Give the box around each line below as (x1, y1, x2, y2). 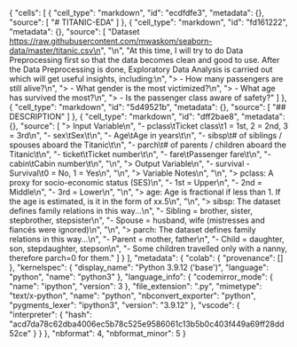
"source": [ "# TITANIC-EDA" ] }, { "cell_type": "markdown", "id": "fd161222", (9, 17, 288, 28)
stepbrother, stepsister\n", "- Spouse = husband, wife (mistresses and (9, 215, 266, 225)
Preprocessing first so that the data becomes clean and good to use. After (9, 55, 280, 65)
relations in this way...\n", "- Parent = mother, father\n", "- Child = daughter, (9, 234, 285, 244)
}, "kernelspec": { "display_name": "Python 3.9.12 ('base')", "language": (9, 262, 269, 272)
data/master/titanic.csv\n (9, 45, 101, 56)
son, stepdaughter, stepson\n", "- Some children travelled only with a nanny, (9, 243, 288, 254)
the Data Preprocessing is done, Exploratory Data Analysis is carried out (9, 64, 273, 75)
